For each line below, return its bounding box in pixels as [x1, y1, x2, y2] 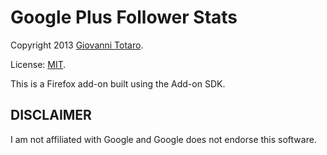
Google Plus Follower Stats [10, 6, 238, 29]
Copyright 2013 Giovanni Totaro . [10, 39, 144, 51]
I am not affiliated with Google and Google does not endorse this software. [10, 133, 317, 145]
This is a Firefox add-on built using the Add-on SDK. [10, 77, 226, 90]
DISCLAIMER [10, 107, 92, 124]
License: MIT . [10, 58, 67, 70]
